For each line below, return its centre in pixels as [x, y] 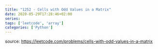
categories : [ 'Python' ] [29, 28]
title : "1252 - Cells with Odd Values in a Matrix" [58, 9]
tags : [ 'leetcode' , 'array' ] [34, 23]
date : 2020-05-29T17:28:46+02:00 [39, 14]
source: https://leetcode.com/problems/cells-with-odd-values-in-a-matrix [79, 41]
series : [13, 18]
